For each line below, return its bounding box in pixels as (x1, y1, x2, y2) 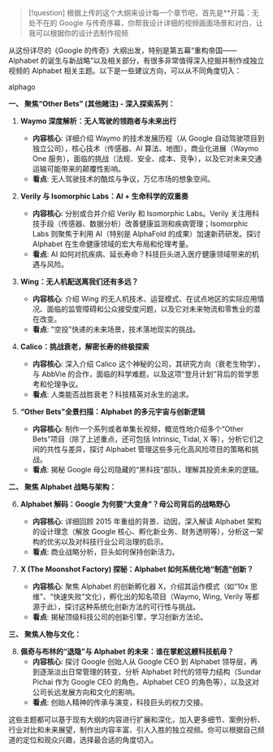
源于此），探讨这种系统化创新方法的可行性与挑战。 (32, 602, 201, 611)
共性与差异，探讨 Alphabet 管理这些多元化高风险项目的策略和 (46, 445, 252, 454)
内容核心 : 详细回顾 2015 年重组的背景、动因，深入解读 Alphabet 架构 (32, 516, 262, 526)
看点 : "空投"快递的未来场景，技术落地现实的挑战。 (32, 324, 201, 334)
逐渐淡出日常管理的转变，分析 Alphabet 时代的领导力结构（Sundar (39, 667, 262, 676)
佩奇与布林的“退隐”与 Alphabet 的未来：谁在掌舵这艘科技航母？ (19, 646, 234, 656)
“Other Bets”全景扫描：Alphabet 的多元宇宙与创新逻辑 (19, 406, 206, 416)
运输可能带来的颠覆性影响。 (32, 164, 126, 173)
